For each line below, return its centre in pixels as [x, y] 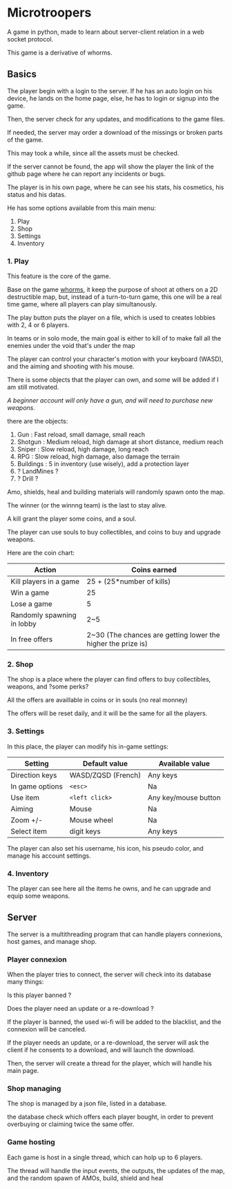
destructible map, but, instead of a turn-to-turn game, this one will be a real [115, 297]
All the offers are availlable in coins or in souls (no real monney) [97, 700]
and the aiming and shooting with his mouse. [71, 367]
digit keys [85, 831]
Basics [22, 74]
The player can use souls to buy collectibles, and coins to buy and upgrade [114, 532]
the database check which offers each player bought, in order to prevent [110, 1117]
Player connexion [37, 959]
